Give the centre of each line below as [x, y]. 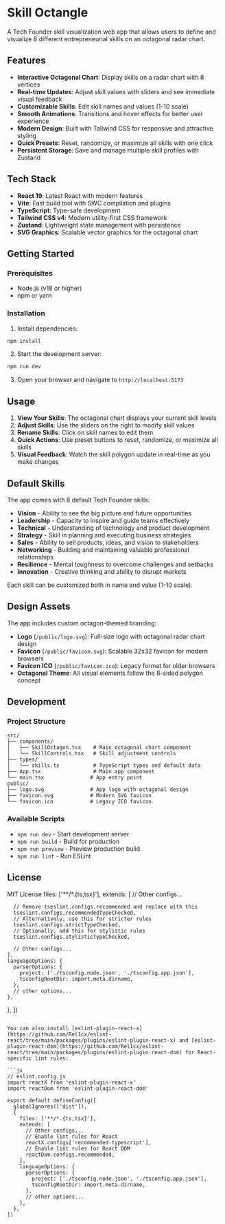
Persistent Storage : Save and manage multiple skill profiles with [108, 150]
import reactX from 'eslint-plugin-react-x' [72, 1082]
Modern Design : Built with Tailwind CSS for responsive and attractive [115, 128]
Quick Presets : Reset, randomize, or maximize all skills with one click [115, 143]
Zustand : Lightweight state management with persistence [99, 225]
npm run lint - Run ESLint [54, 856]
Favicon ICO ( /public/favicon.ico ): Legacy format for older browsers [116, 665]
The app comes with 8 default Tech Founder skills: [79, 500]
